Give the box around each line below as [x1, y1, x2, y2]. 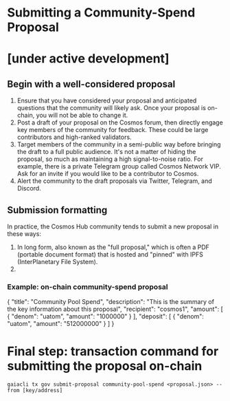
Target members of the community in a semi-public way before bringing [16, 140, 221, 149]
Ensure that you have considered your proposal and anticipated [16, 96, 197, 105]
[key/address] [22, 387, 63, 394]
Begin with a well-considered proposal [7, 78, 176, 90]
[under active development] [7, 51, 170, 67]
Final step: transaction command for [7, 344, 219, 359]
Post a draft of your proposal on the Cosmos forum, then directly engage [16, 118, 223, 127]
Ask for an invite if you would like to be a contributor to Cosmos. [16, 170, 199, 178]
